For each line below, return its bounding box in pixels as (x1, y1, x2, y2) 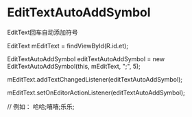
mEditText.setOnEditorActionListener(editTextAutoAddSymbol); (7, 88, 185, 97)
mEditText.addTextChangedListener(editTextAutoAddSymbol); (7, 75, 183, 83)
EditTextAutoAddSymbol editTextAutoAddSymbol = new (7, 54, 165, 63)
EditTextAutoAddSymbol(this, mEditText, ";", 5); (7, 62, 141, 70)
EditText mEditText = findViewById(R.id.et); (7, 41, 129, 50)
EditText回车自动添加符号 (7, 28, 78, 36)
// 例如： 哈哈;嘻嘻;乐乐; (7, 102, 75, 110)
